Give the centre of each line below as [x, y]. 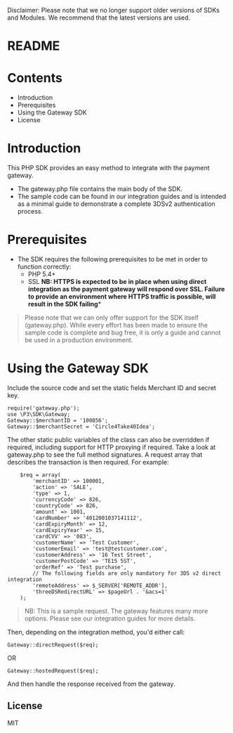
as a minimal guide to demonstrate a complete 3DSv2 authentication [116, 204]
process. [30, 212]
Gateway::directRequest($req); [53, 645]
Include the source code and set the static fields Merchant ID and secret [112, 388]
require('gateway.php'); [44, 408]
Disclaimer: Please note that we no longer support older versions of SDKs [113, 10]
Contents [35, 78]
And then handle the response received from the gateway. [91, 684]
